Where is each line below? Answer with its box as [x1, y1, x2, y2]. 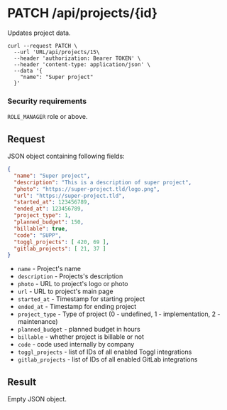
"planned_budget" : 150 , [13, 219, 84, 226]
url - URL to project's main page [17, 287, 113, 296]
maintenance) [17, 317, 58, 326]
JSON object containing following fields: [7, 152, 126, 161]
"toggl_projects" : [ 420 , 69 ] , [13, 238, 110, 246]
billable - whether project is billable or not [17, 332, 144, 341]
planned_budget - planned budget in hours [17, 325, 140, 334]
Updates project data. [7, 28, 71, 37]
